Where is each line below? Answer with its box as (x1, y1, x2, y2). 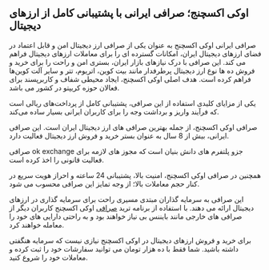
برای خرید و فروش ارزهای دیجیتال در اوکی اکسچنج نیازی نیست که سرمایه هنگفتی (9, 236, 251, 245)
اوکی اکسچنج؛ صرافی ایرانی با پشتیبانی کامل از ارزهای (9, 6, 249, 20)
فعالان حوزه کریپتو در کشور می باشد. (9, 83, 120, 92)
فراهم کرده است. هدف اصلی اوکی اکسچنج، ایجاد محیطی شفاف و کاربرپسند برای (9, 74, 251, 83)
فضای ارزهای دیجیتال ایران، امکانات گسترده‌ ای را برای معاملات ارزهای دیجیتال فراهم (9, 48, 262, 58)
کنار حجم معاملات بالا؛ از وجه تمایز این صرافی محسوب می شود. (9, 179, 199, 188)
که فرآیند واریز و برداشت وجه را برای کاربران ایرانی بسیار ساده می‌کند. (9, 107, 219, 116)
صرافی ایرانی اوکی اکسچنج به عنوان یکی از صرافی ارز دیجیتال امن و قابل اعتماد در (9, 40, 257, 50)
